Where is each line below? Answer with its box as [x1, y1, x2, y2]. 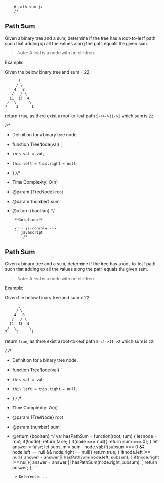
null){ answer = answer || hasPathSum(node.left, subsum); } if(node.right [12, 454, 159, 460]
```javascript [14, 230, 43, 235]
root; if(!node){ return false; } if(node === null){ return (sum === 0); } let [12, 438, 158, 444]
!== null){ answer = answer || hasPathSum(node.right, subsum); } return [12, 459, 157, 465]
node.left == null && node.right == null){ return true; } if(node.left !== [12, 449, 151, 455]
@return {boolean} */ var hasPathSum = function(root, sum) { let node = [12, 433, 158, 439]
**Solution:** [14, 217, 43, 222]
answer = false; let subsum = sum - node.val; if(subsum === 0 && [12, 444, 145, 450]
